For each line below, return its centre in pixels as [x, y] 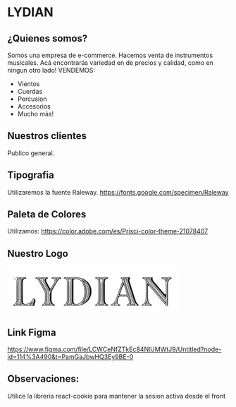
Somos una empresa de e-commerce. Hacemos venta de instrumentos [110, 55]
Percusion [32, 99]
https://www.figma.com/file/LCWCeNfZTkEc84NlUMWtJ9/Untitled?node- [114, 349]
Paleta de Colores [47, 215]
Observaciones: [43, 379]
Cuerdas [30, 91]
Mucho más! [36, 114]
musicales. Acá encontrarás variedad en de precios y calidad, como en [110, 63]
